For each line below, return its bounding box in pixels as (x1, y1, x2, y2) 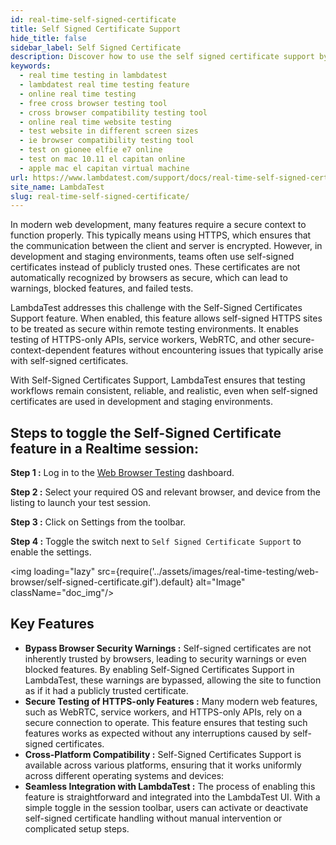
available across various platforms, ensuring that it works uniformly (24, 759, 302, 771)
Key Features (10, 616, 95, 633)
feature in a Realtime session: (10, 440, 199, 457)
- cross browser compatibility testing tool (19, 107, 208, 118)
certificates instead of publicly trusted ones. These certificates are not (10, 261, 301, 273)
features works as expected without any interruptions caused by (24, 727, 291, 739)
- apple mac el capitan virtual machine (19, 163, 190, 173)
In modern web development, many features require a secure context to (10, 219, 307, 231)
